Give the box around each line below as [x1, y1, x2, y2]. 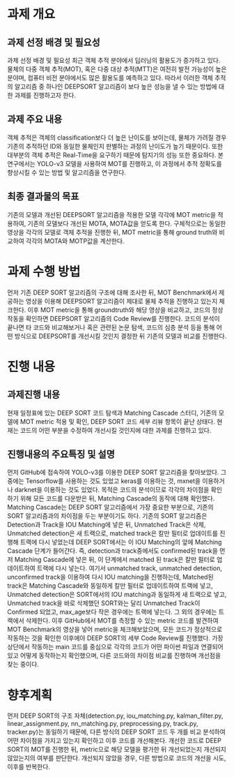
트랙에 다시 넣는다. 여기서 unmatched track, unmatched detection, [37, 564, 223, 572]
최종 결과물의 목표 [7, 191, 79, 202]
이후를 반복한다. [7, 762, 51, 771]
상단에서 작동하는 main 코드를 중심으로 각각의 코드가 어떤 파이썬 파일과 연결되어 [7, 643, 224, 651]
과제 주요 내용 [7, 113, 63, 126]
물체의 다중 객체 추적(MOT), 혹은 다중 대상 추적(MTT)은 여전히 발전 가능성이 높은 [7, 65, 227, 73]
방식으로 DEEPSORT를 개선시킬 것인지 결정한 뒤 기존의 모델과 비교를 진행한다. [14, 332, 227, 340]
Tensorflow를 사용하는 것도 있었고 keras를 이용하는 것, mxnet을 [25, 477, 201, 485]
